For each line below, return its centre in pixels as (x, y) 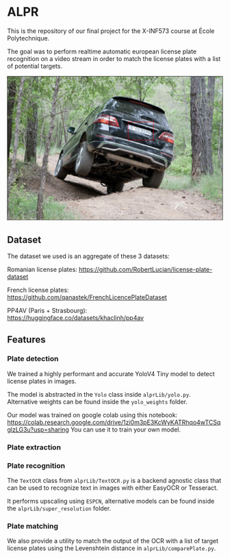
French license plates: (38, 290)
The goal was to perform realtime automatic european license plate (102, 51)
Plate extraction (34, 447)
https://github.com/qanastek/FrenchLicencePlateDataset (87, 297)
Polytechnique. (28, 38)
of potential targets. (35, 66)
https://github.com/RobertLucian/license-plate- (145, 270)
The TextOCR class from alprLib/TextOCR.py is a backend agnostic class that (114, 481)
